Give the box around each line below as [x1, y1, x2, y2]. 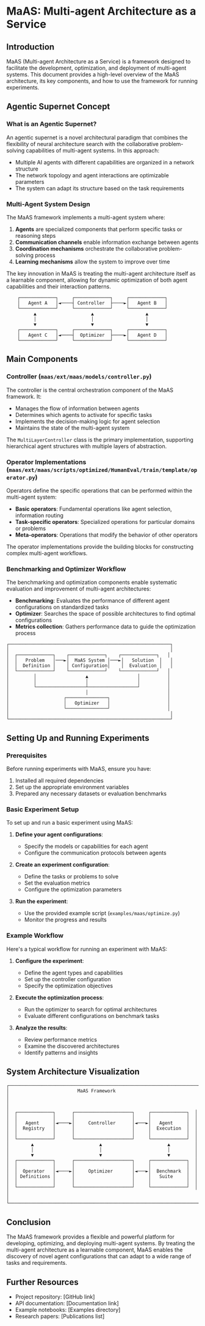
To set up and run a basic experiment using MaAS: [6, 819, 133, 827]
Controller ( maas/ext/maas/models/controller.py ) [6, 372, 152, 381]
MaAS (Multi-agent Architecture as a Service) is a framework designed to [6, 58, 191, 65]
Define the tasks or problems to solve [24, 873, 119, 880]
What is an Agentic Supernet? [6, 120, 97, 128]
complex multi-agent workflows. [6, 549, 88, 557]
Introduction [6, 42, 55, 52]
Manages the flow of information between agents [15, 405, 140, 412]
